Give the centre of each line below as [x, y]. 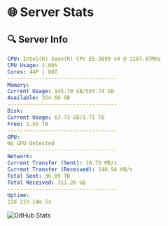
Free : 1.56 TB [28, 124]
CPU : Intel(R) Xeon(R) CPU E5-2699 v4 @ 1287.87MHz [84, 59]
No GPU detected [31, 143]
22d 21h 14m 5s [29, 202]
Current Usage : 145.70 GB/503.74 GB [61, 92]
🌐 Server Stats [51, 12]
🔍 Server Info [38, 39]
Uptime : [19, 196]
